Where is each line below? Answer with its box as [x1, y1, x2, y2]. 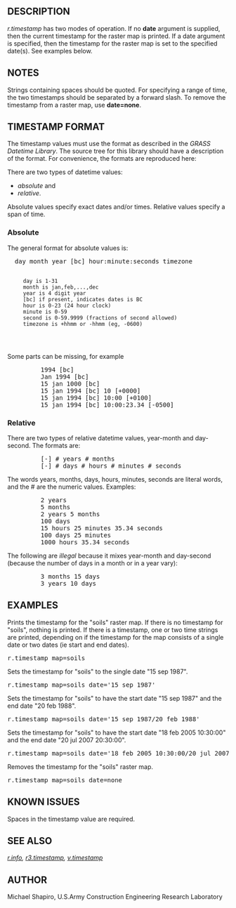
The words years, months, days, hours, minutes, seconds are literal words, [7, 475, 223, 484]
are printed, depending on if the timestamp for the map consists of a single [7, 633, 224, 641]
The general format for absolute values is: [7, 244, 129, 252]
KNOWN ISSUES [7, 796, 80, 808]
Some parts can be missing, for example [7, 352, 124, 360]
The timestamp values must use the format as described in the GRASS [7, 140, 211, 148]
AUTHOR [7, 874, 48, 886]
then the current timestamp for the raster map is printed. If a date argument [7, 32, 225, 40]
